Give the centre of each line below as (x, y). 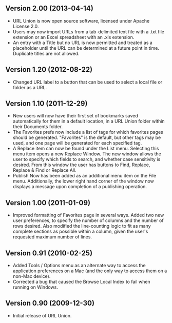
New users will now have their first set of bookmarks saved (75, 116)
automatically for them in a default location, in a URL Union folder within (89, 121)
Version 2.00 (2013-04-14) (49, 8)
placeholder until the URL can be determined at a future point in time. (86, 48)
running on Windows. (35, 287)
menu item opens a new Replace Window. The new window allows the (87, 154)
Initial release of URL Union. (42, 315)
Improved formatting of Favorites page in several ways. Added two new (88, 215)
